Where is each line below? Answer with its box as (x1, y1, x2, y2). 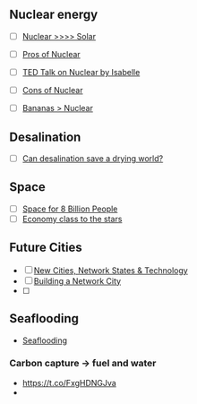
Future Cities (9, 240, 82, 255)
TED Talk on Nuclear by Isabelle (21, 66, 141, 77)
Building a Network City (33, 275, 122, 286)
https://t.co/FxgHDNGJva (21, 377, 116, 388)
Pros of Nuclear (21, 48, 81, 59)
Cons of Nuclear (21, 85, 83, 95)
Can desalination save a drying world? (21, 152, 164, 164)
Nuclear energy (9, 7, 98, 22)
